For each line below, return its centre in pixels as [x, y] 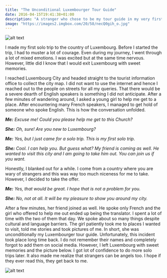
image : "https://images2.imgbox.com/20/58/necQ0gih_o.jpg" [68, 24]
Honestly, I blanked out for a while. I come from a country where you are [79, 169]
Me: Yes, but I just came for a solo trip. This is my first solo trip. [70, 139]
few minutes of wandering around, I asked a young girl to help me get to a [81, 99]
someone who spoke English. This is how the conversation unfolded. [75, 110]
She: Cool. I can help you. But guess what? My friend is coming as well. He [82, 148]
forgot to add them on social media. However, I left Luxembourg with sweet [82, 245]
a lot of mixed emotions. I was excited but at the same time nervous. [75, 58]
